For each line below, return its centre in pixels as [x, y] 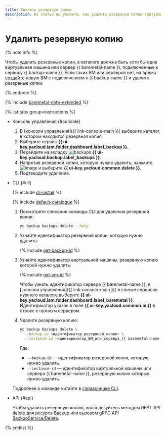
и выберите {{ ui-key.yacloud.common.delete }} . [90, 168]
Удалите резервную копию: [49, 321]
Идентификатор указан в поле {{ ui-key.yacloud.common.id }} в [87, 306]
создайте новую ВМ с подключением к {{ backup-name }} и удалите [77, 78]
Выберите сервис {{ [41, 142]
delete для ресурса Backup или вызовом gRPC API [65, 413]
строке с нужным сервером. [50, 311]
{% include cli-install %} [37, 192]
